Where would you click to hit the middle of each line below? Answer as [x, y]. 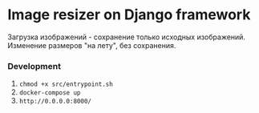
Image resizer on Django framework [129, 15]
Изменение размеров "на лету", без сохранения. [92, 45]
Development [34, 66]
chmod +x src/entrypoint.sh [66, 85]
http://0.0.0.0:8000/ [55, 102]
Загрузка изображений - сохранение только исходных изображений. [127, 37]
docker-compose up [50, 93]
